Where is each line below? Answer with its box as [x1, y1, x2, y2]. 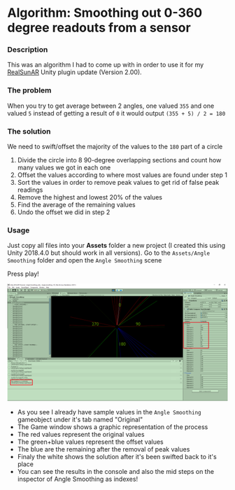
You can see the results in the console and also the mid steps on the [17, 468, 215, 476]
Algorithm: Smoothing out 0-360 [7, 5, 203, 21]
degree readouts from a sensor [7, 20, 191, 36]
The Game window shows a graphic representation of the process [17, 423, 208, 431]
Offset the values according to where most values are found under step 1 [17, 171, 228, 179]
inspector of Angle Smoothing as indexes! [17, 475, 138, 484]
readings [17, 185, 43, 194]
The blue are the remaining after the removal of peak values [17, 445, 190, 454]
